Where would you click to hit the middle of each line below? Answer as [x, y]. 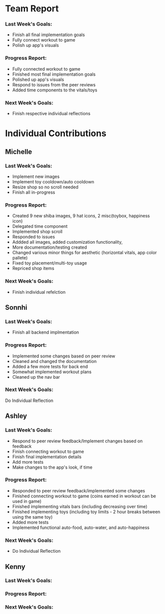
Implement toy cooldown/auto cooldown [53, 181]
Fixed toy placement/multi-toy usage [49, 263]
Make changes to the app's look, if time [52, 467]
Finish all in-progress [33, 192]
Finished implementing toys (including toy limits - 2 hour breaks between [86, 512]
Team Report [32, 9]
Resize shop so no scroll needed [45, 187]
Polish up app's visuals [35, 45]
